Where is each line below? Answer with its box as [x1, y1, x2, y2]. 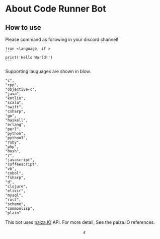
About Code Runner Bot [5, 3, 107, 15]
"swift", [5, 104, 24, 109]
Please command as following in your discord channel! [5, 36, 119, 42]
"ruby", [5, 140, 22, 145]
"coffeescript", [5, 162, 39, 167]
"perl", [5, 127, 22, 132]
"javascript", [5, 157, 35, 162]
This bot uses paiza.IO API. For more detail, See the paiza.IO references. [5, 219, 155, 225]
